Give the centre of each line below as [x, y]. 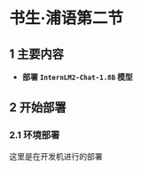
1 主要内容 [37, 54]
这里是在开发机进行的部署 [56, 156]
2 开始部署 [38, 108]
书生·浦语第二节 [67, 18]
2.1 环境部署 [35, 135]
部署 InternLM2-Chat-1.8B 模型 [77, 77]
